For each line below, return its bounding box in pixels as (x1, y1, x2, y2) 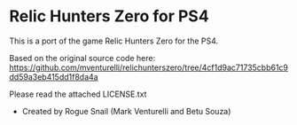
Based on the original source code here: (9, 52, 156, 63)
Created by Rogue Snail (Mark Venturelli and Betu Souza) (21, 105, 231, 116)
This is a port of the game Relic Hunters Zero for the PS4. (9, 35, 219, 46)
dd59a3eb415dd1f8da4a (9, 71, 99, 82)
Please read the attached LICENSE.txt (9, 89, 147, 99)
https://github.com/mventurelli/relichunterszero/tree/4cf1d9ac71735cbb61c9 (9, 62, 289, 73)
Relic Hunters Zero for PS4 (9, 6, 210, 27)
